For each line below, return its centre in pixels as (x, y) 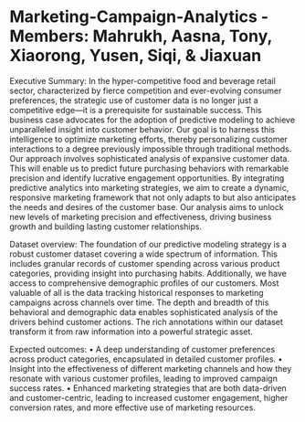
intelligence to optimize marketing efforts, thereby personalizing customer (148, 139)
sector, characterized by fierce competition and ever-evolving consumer (146, 90)
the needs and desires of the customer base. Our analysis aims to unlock (147, 206)
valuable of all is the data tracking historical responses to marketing (137, 292)
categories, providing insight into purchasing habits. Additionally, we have (148, 273)
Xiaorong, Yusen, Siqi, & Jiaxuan (136, 56)
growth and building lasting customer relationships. (106, 227)
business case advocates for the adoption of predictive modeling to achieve (152, 120)
